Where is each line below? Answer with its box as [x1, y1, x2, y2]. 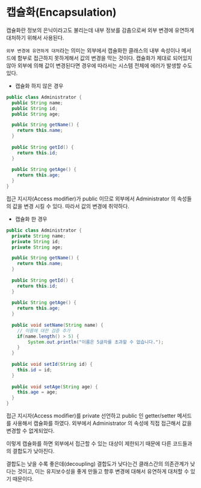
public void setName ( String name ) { [11, 322, 104, 328]
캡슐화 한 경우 [14, 215, 48, 223]
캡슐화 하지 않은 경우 [14, 82, 64, 89]
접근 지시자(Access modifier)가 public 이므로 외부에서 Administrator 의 [6, 195, 176, 202]
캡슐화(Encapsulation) [6, 5, 117, 19]
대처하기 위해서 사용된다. [6, 34, 64, 41]
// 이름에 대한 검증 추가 [17, 327, 71, 334]
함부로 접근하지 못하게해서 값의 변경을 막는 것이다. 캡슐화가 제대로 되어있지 [17, 54, 193, 61]
